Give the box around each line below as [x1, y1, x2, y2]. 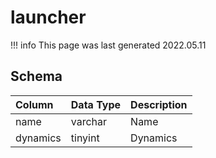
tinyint [70, 131, 100, 145]
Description [130, 97, 188, 111]
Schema [10, 68, 63, 85]
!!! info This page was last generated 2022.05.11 [10, 39, 207, 51]
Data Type [70, 97, 122, 111]
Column [15, 97, 54, 111]
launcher [10, 6, 87, 29]
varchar [70, 114, 108, 128]
